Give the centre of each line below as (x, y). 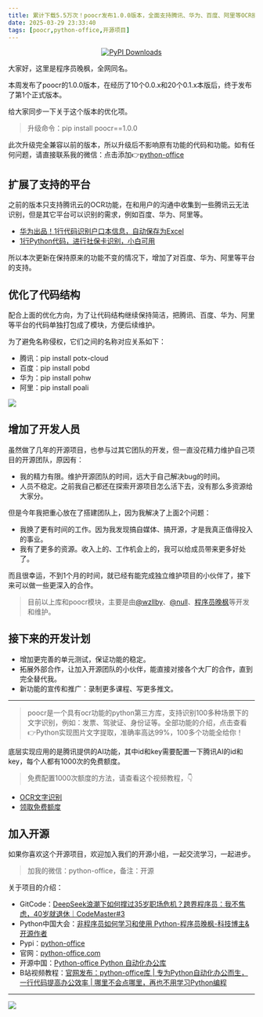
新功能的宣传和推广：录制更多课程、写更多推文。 (98, 688)
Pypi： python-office (52, 943)
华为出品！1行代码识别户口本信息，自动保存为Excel (101, 231)
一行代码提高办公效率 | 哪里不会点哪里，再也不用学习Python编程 (123, 982)
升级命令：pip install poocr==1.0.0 (83, 128)
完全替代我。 (40, 679)
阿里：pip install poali (54, 388)
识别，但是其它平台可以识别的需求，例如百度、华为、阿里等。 (108, 215)
